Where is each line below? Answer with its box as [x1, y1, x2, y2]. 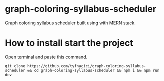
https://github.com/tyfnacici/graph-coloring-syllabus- [27, 63, 146, 68]
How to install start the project [5, 37, 133, 49]
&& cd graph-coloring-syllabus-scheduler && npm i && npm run [27, 68, 160, 73]
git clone [5, 63, 26, 68]
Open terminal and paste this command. [5, 54, 88, 60]
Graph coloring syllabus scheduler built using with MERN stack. [5, 20, 136, 26]
